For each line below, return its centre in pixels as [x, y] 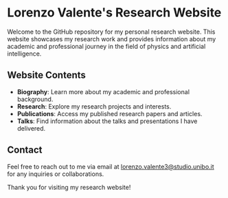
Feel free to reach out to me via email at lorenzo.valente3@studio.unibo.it [111, 166]
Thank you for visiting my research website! [69, 187]
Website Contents [46, 75]
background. [35, 99]
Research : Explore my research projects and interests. [94, 106]
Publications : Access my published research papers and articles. [110, 113]
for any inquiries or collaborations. [56, 174]
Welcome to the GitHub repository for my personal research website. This [111, 32]
